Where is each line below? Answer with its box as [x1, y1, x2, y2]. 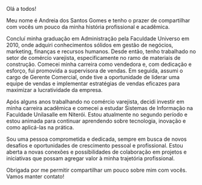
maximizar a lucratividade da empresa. [6, 86, 103, 93]
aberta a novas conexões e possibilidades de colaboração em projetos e [6, 148, 187, 155]
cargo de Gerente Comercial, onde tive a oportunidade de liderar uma [6, 74, 180, 80]
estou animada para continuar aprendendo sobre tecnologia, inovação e [6, 117, 186, 125]
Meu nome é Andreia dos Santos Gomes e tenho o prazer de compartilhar [6, 17, 191, 24]
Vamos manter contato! [6, 173, 65, 180]
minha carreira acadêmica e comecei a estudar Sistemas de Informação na [6, 105, 194, 111]
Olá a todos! [6, 5, 36, 12]
